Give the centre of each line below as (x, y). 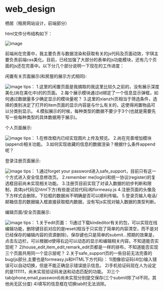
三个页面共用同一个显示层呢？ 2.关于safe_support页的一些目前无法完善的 (79, 253)
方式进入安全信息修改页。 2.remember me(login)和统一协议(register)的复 (82, 177)
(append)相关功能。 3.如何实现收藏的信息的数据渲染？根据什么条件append (80, 144)
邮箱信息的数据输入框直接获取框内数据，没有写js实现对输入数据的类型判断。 (82, 201)
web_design (30, 9)
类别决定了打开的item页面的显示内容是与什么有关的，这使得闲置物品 (82, 105)
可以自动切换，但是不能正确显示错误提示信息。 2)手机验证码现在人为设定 (83, 265)
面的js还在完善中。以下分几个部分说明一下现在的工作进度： (65, 66)
